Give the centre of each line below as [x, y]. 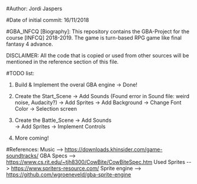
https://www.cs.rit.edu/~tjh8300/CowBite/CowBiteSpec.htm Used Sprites [96, 162]
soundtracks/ [22, 156]
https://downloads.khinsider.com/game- [114, 149]
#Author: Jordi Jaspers [34, 9]
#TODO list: [20, 73]
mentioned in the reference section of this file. [62, 62]
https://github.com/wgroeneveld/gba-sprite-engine [69, 175]
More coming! [32, 138]
